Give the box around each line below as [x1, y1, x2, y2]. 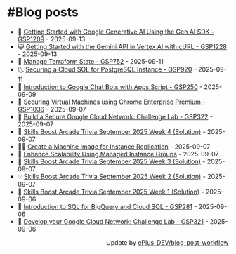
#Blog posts [7, 4, 79, 20]
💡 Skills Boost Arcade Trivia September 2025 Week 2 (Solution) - [17, 172, 206, 180]
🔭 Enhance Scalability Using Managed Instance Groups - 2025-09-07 [17, 149, 219, 158]
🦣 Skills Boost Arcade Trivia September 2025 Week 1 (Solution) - [17, 187, 205, 196]
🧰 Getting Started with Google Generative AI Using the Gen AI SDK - [17, 27, 215, 36]
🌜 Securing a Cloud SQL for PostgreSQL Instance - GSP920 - [17, 65, 197, 74]
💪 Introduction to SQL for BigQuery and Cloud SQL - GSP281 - [17, 202, 197, 210]
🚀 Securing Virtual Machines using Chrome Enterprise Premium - [17, 98, 206, 106]
